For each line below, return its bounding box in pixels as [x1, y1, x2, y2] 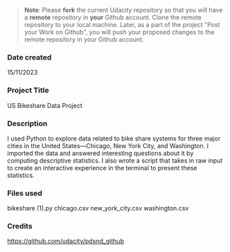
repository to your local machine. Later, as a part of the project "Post [24, 21, 220, 28]
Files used [7, 188, 43, 198]
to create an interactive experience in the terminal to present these [7, 163, 197, 172]
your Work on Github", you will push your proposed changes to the [24, 28, 215, 36]
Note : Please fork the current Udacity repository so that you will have [24, 6, 223, 14]
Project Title [7, 86, 50, 96]
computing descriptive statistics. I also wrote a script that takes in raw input [7, 156, 223, 165]
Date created [7, 52, 52, 62]
